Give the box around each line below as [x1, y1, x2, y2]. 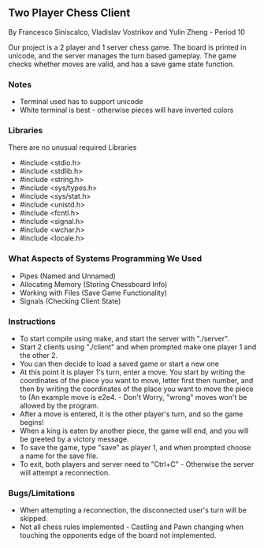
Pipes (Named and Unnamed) [19, 271, 117, 281]
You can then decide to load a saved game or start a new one [19, 359, 219, 368]
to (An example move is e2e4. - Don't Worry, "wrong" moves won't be [19, 393, 247, 401]
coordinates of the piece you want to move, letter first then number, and [19, 376, 254, 385]
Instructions [8, 315, 57, 326]
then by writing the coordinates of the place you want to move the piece [19, 384, 254, 393]
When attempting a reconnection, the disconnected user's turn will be [19, 505, 247, 515]
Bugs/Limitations [8, 487, 76, 498]
